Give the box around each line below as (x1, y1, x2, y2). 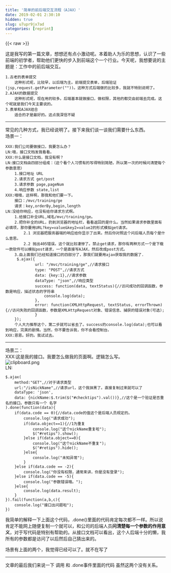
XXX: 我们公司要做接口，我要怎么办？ (5, 144, 72, 149)
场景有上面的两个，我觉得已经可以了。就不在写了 (5, 547, 108, 553)
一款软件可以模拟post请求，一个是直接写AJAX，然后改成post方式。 (5, 247, 128, 252)
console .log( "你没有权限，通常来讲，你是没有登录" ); (23, 470, 125, 475)
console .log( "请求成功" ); (23, 416, 75, 421)
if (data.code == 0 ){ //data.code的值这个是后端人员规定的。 (14, 410, 132, 416)
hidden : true (5, 17, 33, 22)
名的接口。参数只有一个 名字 (5, 401, 57, 406)
